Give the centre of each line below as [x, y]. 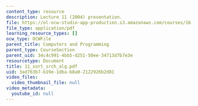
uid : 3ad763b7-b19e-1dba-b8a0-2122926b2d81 [60, 72]
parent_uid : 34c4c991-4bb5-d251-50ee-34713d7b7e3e [70, 55]
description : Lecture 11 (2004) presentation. [64, 17]
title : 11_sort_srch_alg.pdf [42, 66]
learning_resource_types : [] [42, 34]
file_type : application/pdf [41, 28]
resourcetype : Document [35, 61]
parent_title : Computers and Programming [58, 45]
